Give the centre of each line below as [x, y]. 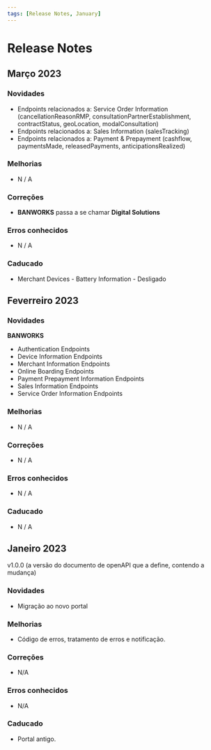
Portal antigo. [37, 739]
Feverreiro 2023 [43, 301]
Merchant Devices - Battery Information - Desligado [92, 279]
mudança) [22, 573]
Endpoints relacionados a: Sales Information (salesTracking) [103, 131]
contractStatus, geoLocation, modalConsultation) [88, 123]
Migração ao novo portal [53, 606]
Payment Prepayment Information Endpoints [81, 379]
